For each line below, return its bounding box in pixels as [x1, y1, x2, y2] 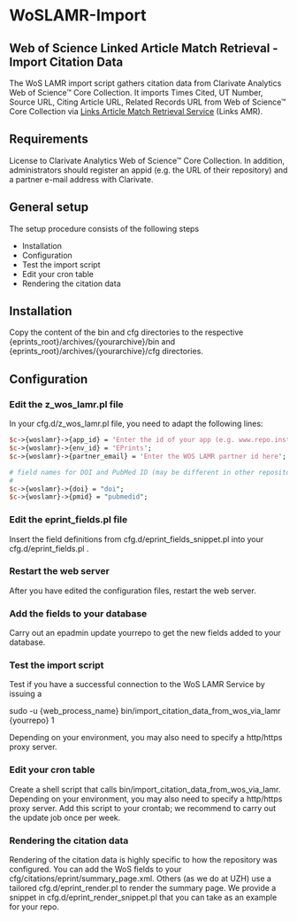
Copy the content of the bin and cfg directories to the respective [9, 327, 244, 337]
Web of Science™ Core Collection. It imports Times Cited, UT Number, [9, 88, 263, 97]
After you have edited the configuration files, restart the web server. [9, 585, 256, 596]
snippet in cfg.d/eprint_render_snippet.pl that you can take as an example [9, 892, 278, 903]
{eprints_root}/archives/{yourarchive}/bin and [9, 337, 176, 347]
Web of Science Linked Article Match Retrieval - [9, 41, 278, 56]
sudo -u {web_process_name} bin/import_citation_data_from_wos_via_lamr [9, 706, 281, 716]
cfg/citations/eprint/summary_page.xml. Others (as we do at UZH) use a [9, 873, 272, 884]
